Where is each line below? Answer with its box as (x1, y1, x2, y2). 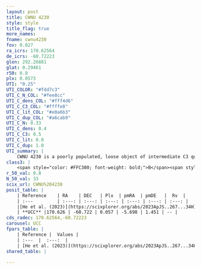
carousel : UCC (6, 220, 42, 226)
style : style (6, 20, 39, 26)
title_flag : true (6, 25, 50, 32)
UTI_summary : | (6, 148, 44, 154)
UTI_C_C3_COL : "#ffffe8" (6, 103, 68, 110)
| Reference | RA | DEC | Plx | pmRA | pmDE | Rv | (17, 192, 186, 198)
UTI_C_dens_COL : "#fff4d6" (6, 98, 74, 104)
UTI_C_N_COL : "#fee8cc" (6, 92, 66, 98)
